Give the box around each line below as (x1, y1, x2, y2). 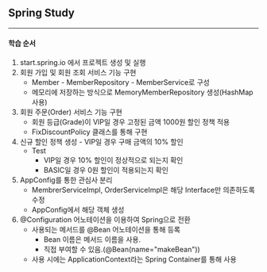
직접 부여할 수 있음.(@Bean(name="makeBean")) (43, 245, 200, 255)
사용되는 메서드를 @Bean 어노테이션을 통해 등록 (31, 225, 181, 235)
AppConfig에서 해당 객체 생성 (31, 205, 125, 215)
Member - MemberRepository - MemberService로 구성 (31, 78, 211, 87)
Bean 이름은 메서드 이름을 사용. (43, 235, 141, 244)
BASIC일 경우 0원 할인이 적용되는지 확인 (43, 166, 169, 175)
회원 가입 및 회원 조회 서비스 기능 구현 (19, 67, 137, 78)
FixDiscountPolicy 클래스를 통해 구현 (31, 127, 148, 137)
